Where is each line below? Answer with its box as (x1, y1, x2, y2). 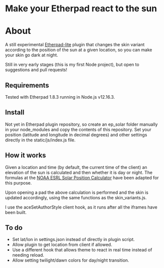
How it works (5, 151, 46, 160)
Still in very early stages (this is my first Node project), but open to (5, 62, 139, 68)
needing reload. (12, 252, 44, 258)
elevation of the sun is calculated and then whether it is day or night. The (5, 169, 153, 175)
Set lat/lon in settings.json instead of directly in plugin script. (12, 237, 135, 242)
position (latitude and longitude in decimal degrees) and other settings (5, 132, 147, 137)
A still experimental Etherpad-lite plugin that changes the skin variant (5, 42, 145, 48)
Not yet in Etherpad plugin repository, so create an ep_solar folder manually (5, 121, 158, 127)
